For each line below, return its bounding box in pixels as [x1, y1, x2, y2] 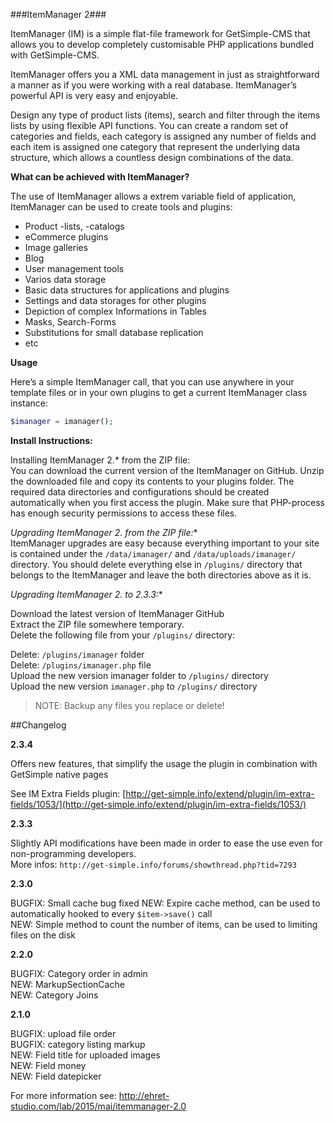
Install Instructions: [10, 434, 93, 446]
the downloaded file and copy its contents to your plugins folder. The [10, 475, 295, 487]
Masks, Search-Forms [24, 316, 117, 328]
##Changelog [10, 719, 67, 731]
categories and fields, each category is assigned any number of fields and [10, 130, 317, 142]
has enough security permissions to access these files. [10, 507, 238, 519]
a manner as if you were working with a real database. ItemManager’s [10, 79, 297, 91]
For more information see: [10, 1089, 117, 1101]
